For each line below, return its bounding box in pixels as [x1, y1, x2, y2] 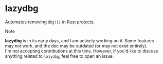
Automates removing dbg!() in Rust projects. [5, 19, 95, 25]
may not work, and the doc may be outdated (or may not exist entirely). [5, 43, 147, 48]
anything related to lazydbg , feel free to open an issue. [5, 53, 114, 59]
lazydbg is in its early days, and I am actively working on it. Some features [5, 37, 154, 44]
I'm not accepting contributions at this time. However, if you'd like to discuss [5, 48, 158, 54]
